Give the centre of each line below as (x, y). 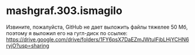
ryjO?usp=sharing (28, 46)
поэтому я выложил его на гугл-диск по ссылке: (67, 33)
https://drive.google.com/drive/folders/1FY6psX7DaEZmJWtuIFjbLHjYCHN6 (97, 39)
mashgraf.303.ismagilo (64, 11)
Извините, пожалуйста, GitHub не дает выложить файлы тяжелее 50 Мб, (97, 27)
